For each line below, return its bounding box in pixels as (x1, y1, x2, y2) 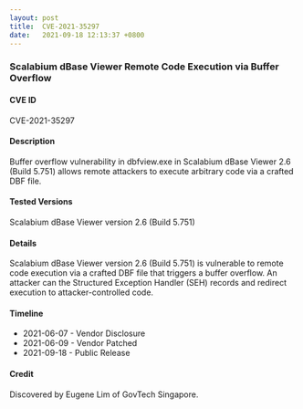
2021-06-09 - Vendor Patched (22, 338, 138, 349)
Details (9, 237, 37, 248)
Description (9, 136, 56, 147)
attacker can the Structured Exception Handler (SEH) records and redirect (9, 278, 287, 288)
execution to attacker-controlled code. (9, 287, 153, 298)
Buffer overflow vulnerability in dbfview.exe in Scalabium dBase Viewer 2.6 (9, 156, 291, 167)
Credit (9, 368, 34, 379)
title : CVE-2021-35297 (9, 22, 100, 31)
